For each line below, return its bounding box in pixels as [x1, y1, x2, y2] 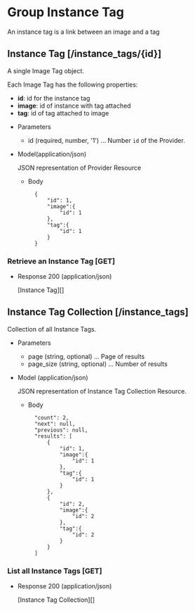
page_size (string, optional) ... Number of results [27, 360, 168, 368]
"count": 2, [34, 414, 69, 421]
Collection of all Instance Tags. [7, 325, 97, 333]
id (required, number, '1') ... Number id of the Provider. [27, 136, 186, 144]
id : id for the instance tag [17, 94, 90, 102]
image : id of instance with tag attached [17, 101, 131, 110]
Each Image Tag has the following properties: [7, 80, 138, 89]
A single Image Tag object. [7, 66, 84, 75]
